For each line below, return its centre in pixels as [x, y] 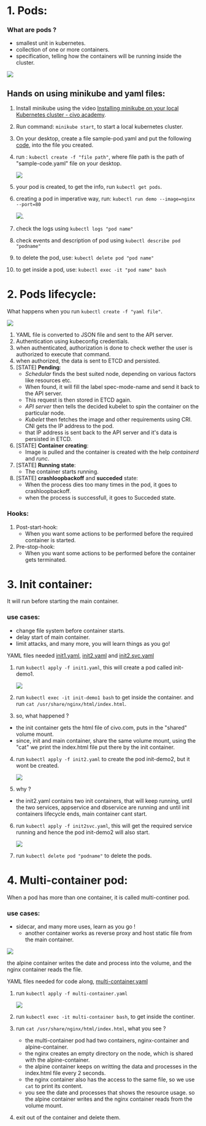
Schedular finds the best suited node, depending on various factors [110, 374]
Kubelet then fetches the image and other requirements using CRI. [109, 419]
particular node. [45, 413]
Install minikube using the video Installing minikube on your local [97, 109]
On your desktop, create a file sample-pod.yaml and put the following [104, 139]
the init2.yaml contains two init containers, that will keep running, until [104, 800]
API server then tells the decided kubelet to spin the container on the [112, 407]
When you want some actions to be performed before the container [110, 553]
